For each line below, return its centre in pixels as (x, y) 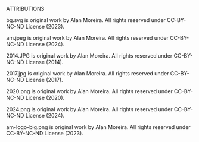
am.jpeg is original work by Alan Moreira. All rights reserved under (87, 38)
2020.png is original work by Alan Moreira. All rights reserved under (89, 91)
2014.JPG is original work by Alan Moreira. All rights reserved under (89, 56)
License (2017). (44, 80)
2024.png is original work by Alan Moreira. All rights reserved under (89, 109)
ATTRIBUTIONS (25, 9)
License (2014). (44, 62)
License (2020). (45, 98)
